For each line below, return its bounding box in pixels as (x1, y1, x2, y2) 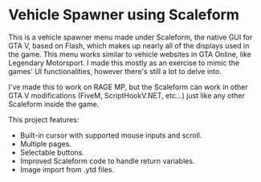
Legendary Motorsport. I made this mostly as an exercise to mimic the (8, 58, 239, 68)
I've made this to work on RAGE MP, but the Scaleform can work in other (8, 82, 249, 92)
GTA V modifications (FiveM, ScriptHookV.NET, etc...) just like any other (8, 90, 246, 100)
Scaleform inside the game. (8, 99, 100, 109)
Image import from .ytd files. (19, 164, 115, 174)
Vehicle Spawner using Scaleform (8, 6, 239, 24)
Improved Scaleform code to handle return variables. (19, 155, 195, 166)
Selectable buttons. (19, 147, 85, 157)
